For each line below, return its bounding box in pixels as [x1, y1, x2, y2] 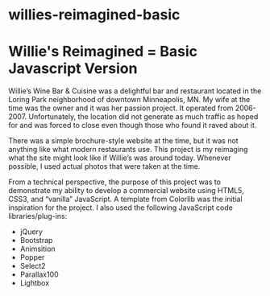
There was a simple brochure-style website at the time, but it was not [8, 136, 239, 146]
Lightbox [19, 278, 50, 288]
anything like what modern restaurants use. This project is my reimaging [8, 145, 248, 154]
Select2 [19, 261, 46, 271]
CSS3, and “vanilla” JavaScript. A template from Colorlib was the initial [8, 195, 243, 204]
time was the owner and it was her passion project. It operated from [8, 103, 234, 113]
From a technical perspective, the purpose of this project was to [8, 177, 222, 187]
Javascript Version [8, 60, 138, 78]
